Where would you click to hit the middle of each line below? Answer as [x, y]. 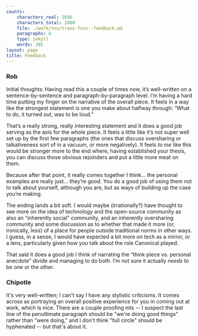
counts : [16, 12]
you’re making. [24, 193]
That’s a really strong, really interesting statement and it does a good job [94, 125]
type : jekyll [33, 39]
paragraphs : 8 [34, 34]
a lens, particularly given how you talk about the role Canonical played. [92, 243]
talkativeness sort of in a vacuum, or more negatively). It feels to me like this [99, 144]
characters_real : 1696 [45, 17]
